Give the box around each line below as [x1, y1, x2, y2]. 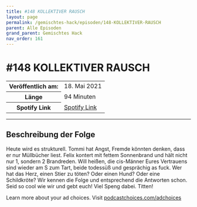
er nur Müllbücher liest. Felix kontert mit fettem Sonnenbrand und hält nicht [6, 151, 188, 158]
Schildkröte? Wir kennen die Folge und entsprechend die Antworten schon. [6, 177, 188, 184]
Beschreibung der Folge [6, 130, 96, 140]
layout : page [6, 14, 38, 20]
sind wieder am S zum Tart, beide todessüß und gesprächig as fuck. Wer [6, 164, 182, 171]
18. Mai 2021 [64, 82, 102, 90]
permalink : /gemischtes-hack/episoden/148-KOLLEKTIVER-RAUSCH [6, 19, 161, 25]
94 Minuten [64, 92, 96, 100]
